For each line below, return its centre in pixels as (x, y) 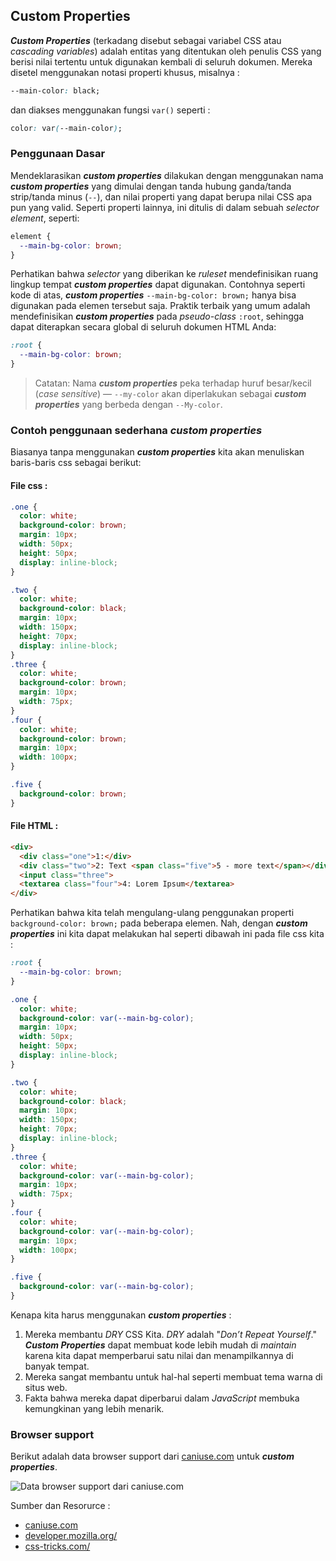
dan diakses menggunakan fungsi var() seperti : (110, 110)
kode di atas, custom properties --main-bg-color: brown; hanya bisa (153, 295)
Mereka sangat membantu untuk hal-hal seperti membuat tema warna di (173, 1376)
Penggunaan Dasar (58, 154)
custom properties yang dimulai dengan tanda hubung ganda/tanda (151, 186)
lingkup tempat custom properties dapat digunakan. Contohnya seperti (158, 285)
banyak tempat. (57, 1366)
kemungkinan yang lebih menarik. (94, 1408)
